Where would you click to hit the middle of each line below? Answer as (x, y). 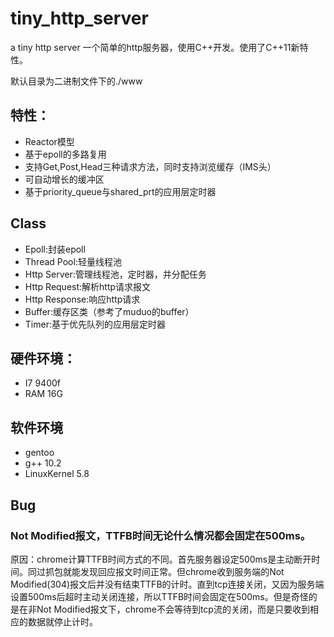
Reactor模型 (49, 141)
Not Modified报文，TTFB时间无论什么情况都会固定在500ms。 (161, 535)
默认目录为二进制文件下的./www (76, 81)
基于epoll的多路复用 (65, 154)
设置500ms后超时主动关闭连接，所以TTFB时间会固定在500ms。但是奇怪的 (164, 596)
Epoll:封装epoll (55, 249)
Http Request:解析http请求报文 (88, 286)
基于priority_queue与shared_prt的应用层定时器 (120, 191)
